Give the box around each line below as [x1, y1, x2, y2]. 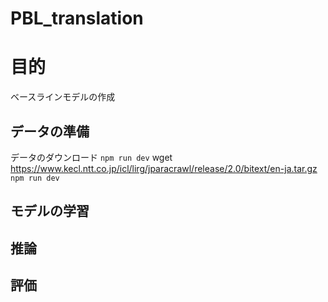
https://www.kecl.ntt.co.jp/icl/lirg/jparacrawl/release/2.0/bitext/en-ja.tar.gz [10, 162, 318, 174]
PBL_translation [10, 7, 144, 30]
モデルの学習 [10, 203, 90, 220]
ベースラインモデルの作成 [10, 91, 116, 103]
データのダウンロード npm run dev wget [10, 151, 173, 163]
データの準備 [10, 123, 90, 140]
